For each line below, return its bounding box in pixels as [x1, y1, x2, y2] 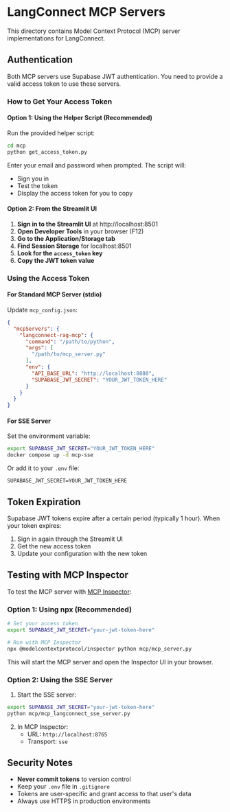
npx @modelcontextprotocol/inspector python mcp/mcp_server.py [7, 645, 192, 652]
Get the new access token [16, 542, 91, 550]
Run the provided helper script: [7, 128, 95, 137]
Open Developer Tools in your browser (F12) [16, 227, 144, 235]
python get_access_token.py [7, 148, 88, 155]
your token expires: [7, 521, 62, 529]
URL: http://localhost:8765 [27, 730, 108, 738]
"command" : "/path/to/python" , [25, 338, 115, 345]
